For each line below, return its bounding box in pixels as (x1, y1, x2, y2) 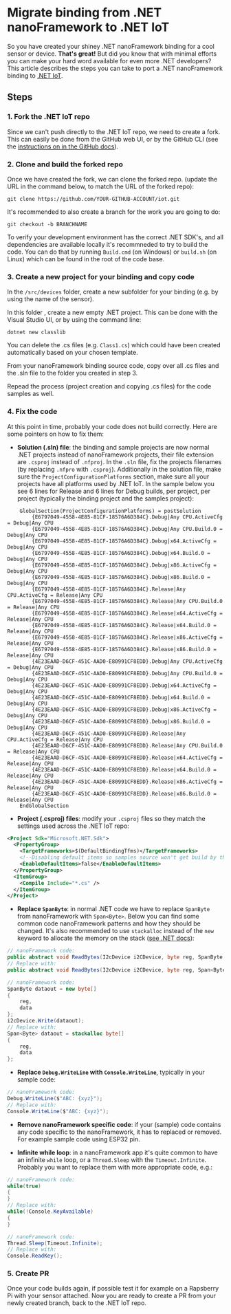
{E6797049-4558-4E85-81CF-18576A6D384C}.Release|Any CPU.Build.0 (32, 598, 223, 604)
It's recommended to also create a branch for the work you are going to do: (7, 208, 221, 216)
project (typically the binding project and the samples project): (16, 494, 195, 503)
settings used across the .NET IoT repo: (16, 822, 129, 830)
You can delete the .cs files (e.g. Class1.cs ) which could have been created (7, 341, 221, 349)
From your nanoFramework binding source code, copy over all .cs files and (7, 362, 219, 370)
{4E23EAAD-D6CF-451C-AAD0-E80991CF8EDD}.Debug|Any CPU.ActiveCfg (32, 658, 223, 665)
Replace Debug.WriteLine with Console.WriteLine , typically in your (16, 1068, 205, 1077)
